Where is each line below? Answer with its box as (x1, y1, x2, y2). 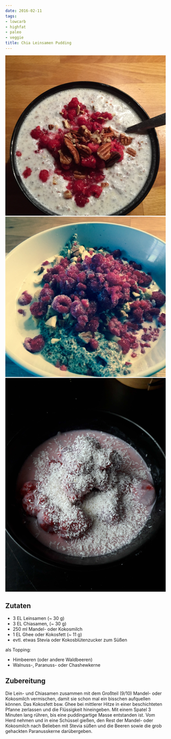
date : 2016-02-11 (5, 8, 42, 13)
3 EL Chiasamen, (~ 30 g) (12, 620, 67, 627)
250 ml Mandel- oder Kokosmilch (12, 626, 83, 632)
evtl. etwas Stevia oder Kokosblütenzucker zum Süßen (12, 637, 127, 643)
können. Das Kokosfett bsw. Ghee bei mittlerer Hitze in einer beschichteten (5, 701, 162, 707)
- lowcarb (5, 19, 26, 24)
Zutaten (5, 602, 32, 610)
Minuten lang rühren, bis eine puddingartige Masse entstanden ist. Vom (5, 712, 155, 718)
